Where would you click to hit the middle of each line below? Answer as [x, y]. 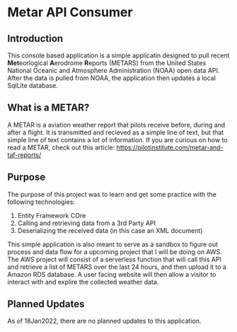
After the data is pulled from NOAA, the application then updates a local [111, 78]
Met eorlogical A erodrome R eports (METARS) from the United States [107, 63]
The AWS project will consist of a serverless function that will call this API [114, 259]
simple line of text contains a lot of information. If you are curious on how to [117, 139]
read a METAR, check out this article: [61, 147]
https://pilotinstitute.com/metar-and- [170, 147]
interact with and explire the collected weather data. [83, 282]
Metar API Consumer [70, 12]
